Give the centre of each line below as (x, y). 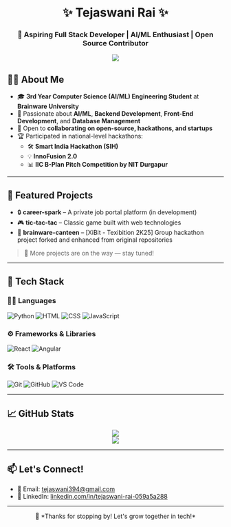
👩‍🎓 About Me (36, 80)
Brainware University (48, 106)
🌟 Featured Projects (50, 195)
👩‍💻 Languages (32, 301)
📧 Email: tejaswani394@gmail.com (66, 489)
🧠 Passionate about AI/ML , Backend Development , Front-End (105, 114)
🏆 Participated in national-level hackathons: (80, 136)
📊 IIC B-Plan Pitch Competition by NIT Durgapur (98, 165)
